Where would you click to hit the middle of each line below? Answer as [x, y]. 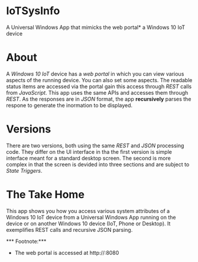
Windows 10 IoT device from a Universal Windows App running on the [91, 217]
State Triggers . [24, 170]
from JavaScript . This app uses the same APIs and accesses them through [97, 92]
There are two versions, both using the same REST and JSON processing [95, 145]
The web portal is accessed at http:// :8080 [67, 253]
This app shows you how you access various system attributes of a [88, 211]
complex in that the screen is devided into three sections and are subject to [98, 164]
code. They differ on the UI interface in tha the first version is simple [89, 151]
